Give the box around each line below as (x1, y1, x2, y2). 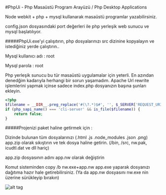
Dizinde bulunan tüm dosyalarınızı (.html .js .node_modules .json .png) (5, 135, 148, 141)
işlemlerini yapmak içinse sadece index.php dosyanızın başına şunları (5, 83, 147, 89)
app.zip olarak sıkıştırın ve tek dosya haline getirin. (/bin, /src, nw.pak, (5, 140, 147, 146)
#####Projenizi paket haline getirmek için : (5, 125, 93, 131)
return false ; (14, 111, 43, 116)
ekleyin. (5, 88, 21, 94)
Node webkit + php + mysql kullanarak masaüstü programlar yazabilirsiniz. (5, 14, 157, 19)
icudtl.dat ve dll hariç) (5, 145, 49, 151)
